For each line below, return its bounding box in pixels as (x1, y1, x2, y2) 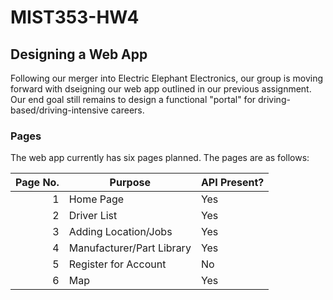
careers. (110, 104, 145, 116)
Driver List (68, 209, 118, 223)
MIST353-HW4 (10, 6, 140, 29)
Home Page (68, 192, 125, 206)
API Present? (200, 176, 265, 190)
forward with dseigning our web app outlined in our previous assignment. (10, 83, 312, 95)
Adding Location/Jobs (68, 225, 173, 239)
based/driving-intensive (10, 104, 109, 116)
